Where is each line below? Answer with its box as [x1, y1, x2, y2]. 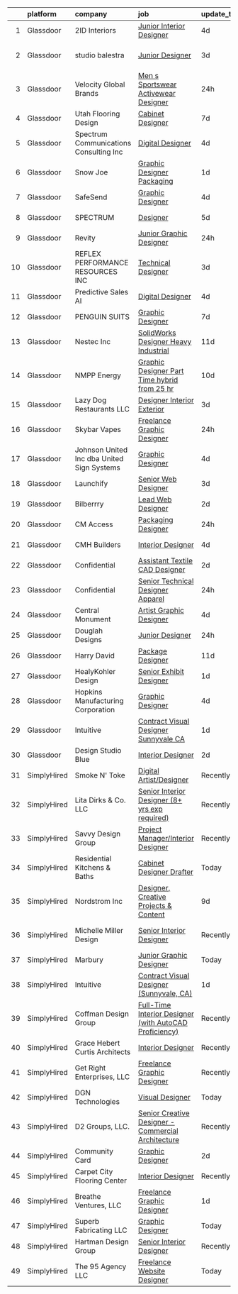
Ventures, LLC [74, 1200, 122, 1210]
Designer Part [137, 366, 184, 375]
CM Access [74, 519, 113, 529]
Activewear [137, 89, 176, 98]
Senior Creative [137, 1108, 190, 1118]
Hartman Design [74, 1237, 129, 1246]
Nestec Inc [74, 337, 111, 346]
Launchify [74, 479, 108, 488]
